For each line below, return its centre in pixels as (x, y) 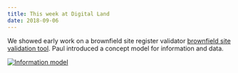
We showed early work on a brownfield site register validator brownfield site (119, 40)
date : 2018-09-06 (33, 21)
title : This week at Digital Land (59, 14)
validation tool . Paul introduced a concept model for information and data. (116, 48)
